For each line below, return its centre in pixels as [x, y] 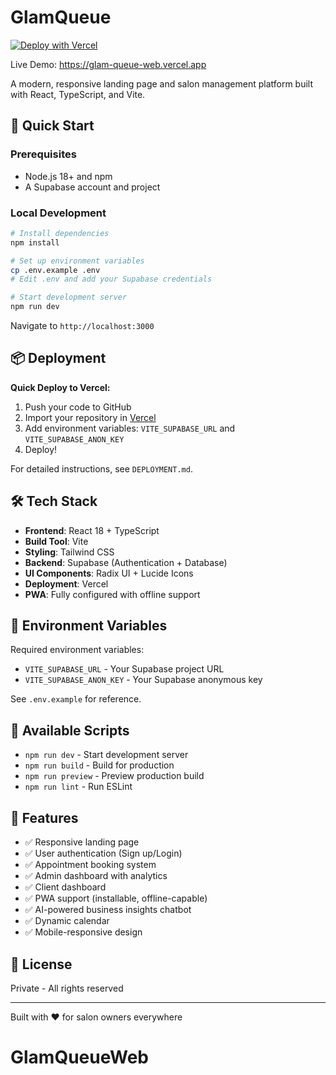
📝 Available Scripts [70, 730]
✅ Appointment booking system [90, 865]
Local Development [58, 213]
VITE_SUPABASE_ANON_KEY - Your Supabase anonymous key [143, 680]
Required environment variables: [77, 650]
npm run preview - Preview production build [114, 776]
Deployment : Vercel [66, 583]
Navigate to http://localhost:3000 [82, 326]
